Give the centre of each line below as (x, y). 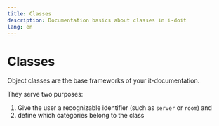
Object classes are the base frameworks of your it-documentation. (104, 80)
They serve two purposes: (45, 94)
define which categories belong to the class (81, 115)
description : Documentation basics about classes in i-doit (97, 20)
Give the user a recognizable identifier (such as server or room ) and (114, 108)
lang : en (20, 27)
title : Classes (29, 14)
